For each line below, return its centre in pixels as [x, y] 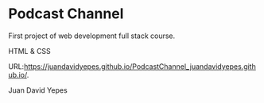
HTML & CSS [30, 51]
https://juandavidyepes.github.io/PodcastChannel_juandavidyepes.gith [140, 66]
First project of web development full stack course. [92, 36]
